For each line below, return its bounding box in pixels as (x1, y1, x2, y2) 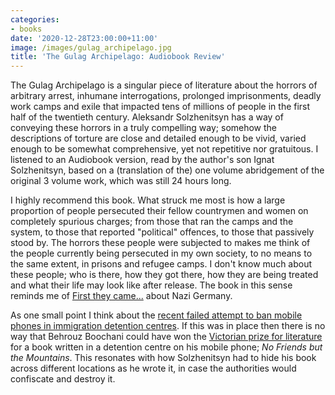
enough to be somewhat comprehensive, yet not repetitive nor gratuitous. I (10, 143, 319, 155)
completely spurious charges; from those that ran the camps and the (10, 216, 294, 228)
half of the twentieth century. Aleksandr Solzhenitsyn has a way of (10, 111, 284, 123)
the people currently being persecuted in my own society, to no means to (10, 247, 313, 260)
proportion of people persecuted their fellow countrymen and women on (10, 205, 309, 217)
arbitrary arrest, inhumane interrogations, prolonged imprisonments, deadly (10, 90, 322, 102)
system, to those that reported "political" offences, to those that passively (10, 226, 315, 238)
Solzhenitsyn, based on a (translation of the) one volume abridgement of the (10, 164, 325, 176)
